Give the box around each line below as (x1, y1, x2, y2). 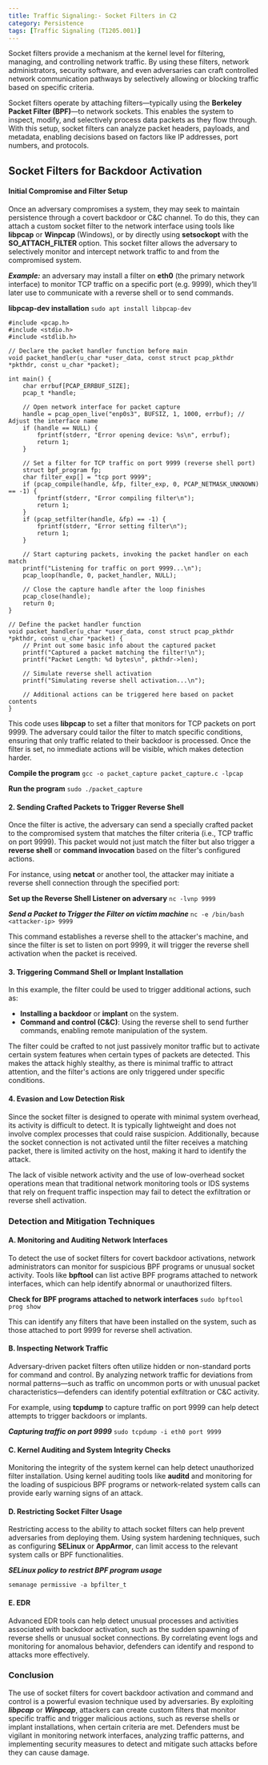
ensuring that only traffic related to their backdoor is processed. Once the (8, 735, 251, 745)
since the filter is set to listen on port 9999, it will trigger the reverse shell (8, 940, 250, 950)
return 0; (22, 599, 56, 608)
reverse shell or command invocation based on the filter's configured (8, 846, 241, 855)
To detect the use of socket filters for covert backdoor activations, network (8, 1253, 256, 1262)
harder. (8, 753, 32, 762)
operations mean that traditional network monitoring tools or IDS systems (8, 1178, 250, 1188)
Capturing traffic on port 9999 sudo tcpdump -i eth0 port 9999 (8, 1426, 222, 1436)
